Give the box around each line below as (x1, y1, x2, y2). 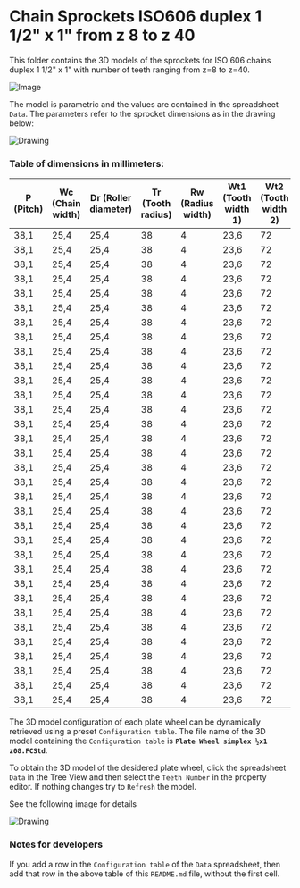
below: (9, 118, 34, 129)
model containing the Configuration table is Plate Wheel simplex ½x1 (9, 735, 268, 747)
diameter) (88, 203, 132, 215)
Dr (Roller (90, 192, 132, 205)
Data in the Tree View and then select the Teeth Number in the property (9, 772, 267, 783)
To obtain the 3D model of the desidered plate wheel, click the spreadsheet (9, 762, 287, 774)
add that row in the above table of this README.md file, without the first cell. (9, 868, 280, 879)
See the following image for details (9, 799, 137, 809)
